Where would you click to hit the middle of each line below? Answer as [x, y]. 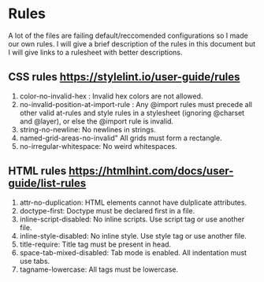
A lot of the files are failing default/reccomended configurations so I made [128, 35]
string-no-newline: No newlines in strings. [87, 129]
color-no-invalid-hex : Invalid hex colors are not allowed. [111, 96]
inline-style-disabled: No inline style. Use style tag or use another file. [133, 236]
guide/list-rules [47, 183]
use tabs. [35, 261]
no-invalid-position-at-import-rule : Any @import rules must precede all [136, 104]
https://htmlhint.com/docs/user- [151, 171]
